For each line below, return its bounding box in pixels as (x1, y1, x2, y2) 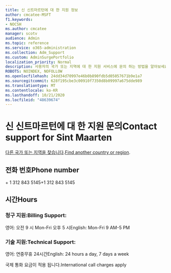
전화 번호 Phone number (5, 166, 79, 174)
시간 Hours (5, 195, 38, 204)
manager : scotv (5, 31, 38, 36)
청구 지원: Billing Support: (5, 212, 67, 219)
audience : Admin (5, 36, 40, 41)
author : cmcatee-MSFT (5, 12, 51, 17)
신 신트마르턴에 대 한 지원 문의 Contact (5, 120, 157, 132)
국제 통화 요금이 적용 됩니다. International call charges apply (5, 261, 127, 267)
